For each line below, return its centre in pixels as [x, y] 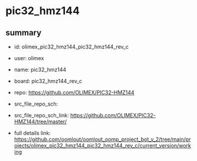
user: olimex [29, 58]
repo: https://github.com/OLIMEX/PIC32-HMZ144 [74, 92]
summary [24, 33]
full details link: [32, 133]
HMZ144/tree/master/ [40, 121]
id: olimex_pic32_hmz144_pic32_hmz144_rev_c [71, 47]
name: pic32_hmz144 [40, 70]
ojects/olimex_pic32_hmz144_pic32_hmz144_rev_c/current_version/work [102, 145]
